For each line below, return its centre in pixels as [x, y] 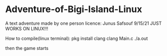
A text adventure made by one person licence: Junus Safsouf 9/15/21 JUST [83, 23]
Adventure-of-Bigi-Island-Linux [74, 9]
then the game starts [27, 48]
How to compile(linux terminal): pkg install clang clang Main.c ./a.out [77, 38]
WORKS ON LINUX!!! [27, 28]
